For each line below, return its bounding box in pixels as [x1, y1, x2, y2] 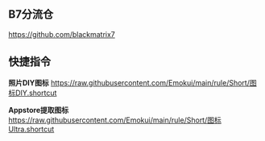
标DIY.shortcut [8, 88, 57, 97]
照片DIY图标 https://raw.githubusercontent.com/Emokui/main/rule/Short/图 [8, 77, 257, 87]
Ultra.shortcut [8, 124, 55, 134]
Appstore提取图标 [8, 105, 69, 114]
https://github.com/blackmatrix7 [8, 29, 115, 39]
